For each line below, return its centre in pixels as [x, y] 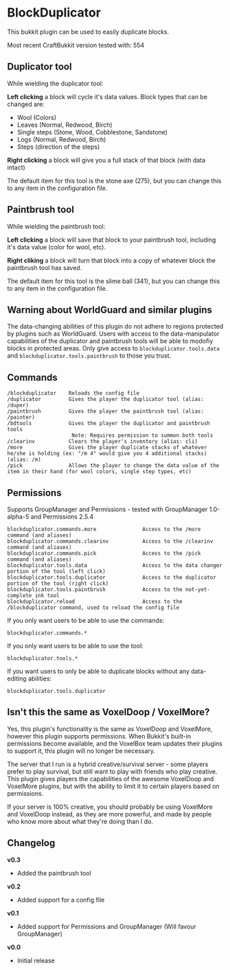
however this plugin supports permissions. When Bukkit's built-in [99, 736]
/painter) [21, 417]
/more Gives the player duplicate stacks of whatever [107, 448]
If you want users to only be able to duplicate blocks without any [99, 671]
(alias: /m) [24, 460]
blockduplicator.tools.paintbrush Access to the [95, 590]
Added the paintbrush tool [54, 873]
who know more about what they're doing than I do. [80, 821]
